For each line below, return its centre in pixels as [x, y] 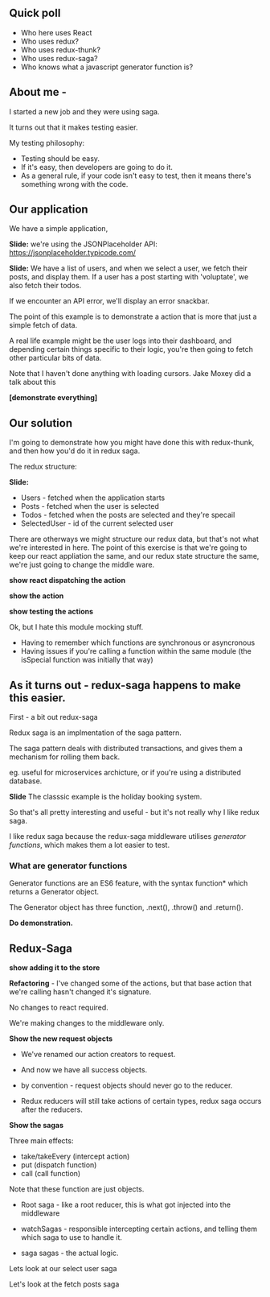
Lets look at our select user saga [63, 1269]
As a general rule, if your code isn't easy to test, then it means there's [136, 176]
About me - [38, 92]
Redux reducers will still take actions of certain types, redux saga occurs [141, 1101]
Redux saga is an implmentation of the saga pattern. [95, 733]
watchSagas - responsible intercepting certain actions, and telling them [139, 1229]
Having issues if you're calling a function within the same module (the [136, 651]
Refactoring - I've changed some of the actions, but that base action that [131, 983]
